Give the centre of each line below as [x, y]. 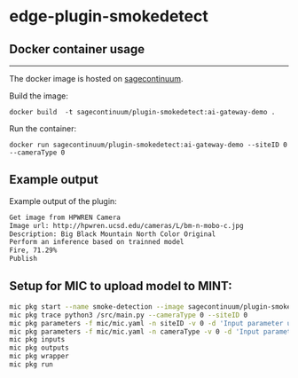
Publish [24, 259]
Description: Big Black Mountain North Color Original [113, 234]
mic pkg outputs [39, 348]
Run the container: [43, 129]
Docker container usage [77, 49]
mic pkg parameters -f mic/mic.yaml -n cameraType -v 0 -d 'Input [134, 331]
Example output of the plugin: [63, 201]
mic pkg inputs [37, 340]
